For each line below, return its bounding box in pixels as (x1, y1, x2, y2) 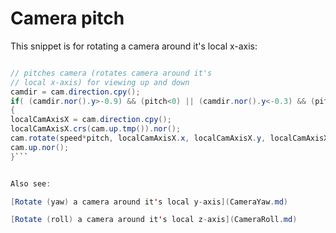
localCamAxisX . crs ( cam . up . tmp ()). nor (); (10, 124, 182, 134)
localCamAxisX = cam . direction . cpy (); (10, 115, 172, 125)
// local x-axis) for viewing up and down (10, 77, 190, 87)
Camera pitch (10, 7, 125, 30)
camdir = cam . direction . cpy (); (10, 87, 141, 97)
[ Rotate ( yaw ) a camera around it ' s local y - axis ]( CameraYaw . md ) (10, 197, 289, 207)
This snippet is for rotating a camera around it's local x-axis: (10, 40, 258, 52)
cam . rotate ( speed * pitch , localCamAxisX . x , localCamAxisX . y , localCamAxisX (10, 133, 329, 144)
